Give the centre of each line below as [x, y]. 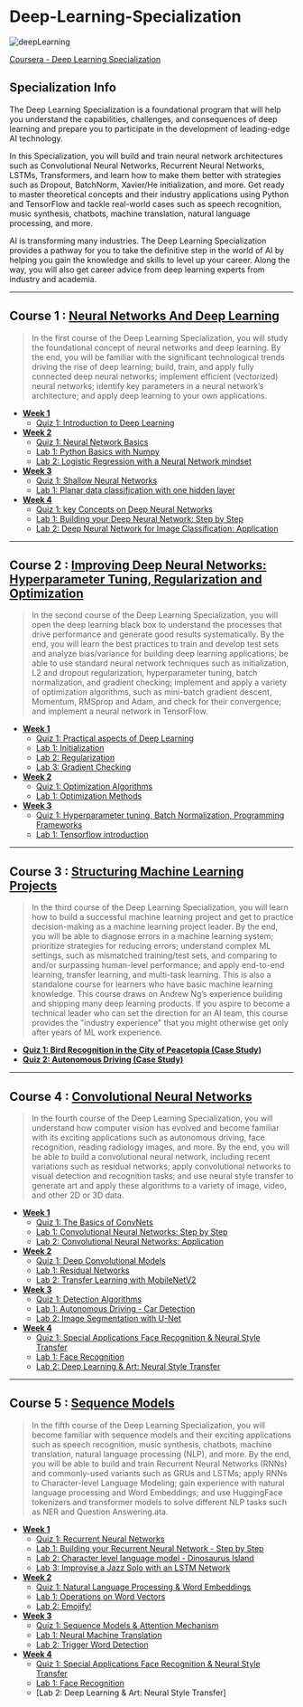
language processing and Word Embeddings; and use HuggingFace [157, 1492]
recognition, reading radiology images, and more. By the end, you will [161, 1147]
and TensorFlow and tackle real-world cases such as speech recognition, [146, 204]
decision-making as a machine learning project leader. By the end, [155, 927]
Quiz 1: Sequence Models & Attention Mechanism [127, 1625]
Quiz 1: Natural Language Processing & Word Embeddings [143, 1587]
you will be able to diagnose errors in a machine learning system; [152, 936]
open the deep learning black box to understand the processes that [156, 625]
